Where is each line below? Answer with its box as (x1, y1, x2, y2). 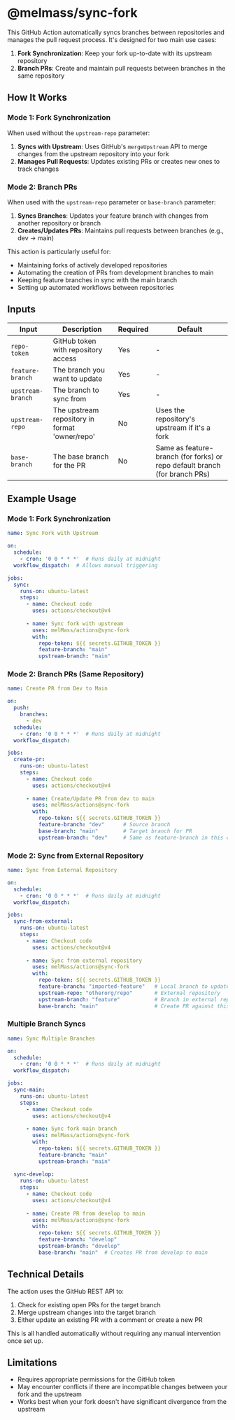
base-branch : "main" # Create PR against (38, 1003, 215, 1010)
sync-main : (13, 1087, 45, 1094)
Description (62, 324, 103, 334)
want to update (52, 373, 103, 383)
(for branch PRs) (155, 469, 211, 479)
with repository (52, 344, 103, 354)
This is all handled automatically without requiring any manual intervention (7, 1329, 222, 1337)
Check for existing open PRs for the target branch (17, 1300, 161, 1309)
